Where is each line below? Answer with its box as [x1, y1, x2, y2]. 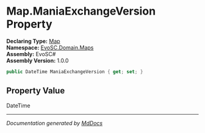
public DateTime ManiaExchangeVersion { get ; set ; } [6, 68, 143, 74]
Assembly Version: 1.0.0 [6, 57, 69, 64]
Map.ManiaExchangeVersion [6, 4, 156, 18]
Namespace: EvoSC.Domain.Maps [6, 44, 94, 51]
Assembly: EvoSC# [6, 50, 56, 57]
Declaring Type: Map [6, 37, 60, 45]
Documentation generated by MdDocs [6, 119, 103, 126]
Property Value [6, 85, 65, 96]
